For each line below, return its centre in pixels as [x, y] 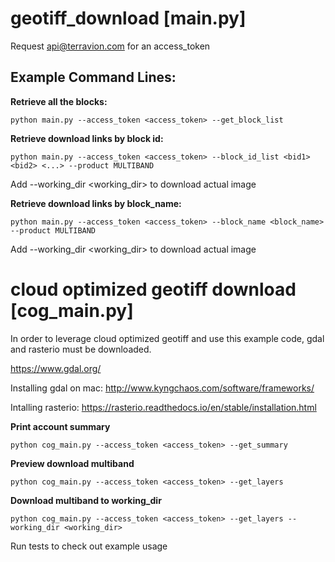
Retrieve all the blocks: [59, 101]
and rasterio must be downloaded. [81, 349]
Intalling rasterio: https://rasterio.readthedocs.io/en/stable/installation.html [163, 407]
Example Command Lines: [93, 77]
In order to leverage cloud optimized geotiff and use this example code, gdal [167, 338]
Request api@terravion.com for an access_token [110, 46]
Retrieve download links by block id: [87, 138]
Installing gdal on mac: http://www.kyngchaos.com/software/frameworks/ [162, 388]
